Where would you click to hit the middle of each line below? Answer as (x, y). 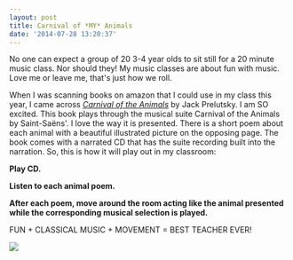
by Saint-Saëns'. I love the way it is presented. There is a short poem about (146, 123)
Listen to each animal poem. (62, 186)
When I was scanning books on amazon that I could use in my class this (141, 95)
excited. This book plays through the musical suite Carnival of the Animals (145, 114)
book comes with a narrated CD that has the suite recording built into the (143, 142)
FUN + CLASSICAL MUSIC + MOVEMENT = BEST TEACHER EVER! (131, 230)
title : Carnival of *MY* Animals (71, 26)
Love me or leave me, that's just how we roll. (91, 78)
